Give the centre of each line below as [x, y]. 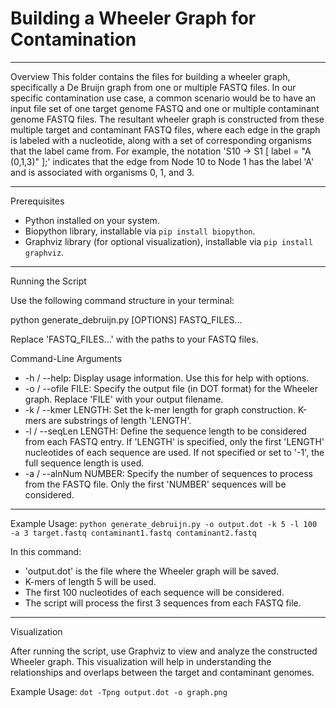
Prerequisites [37, 201]
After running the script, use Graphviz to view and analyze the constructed [164, 651]
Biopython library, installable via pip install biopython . [140, 231]
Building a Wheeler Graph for [133, 18]
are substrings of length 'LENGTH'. [120, 420]
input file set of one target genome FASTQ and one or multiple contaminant [165, 108]
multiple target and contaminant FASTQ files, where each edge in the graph [165, 129]
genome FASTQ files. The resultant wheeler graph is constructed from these [167, 119]
